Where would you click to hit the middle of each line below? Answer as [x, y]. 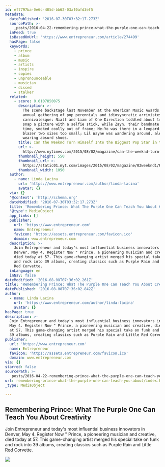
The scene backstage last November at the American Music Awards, [92, 111]
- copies [23, 74]
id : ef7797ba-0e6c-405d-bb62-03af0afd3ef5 [49, 10]
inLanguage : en [25, 271]
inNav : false [23, 275]
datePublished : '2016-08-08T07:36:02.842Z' [50, 289]
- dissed [23, 87]
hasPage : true [20, 312]
